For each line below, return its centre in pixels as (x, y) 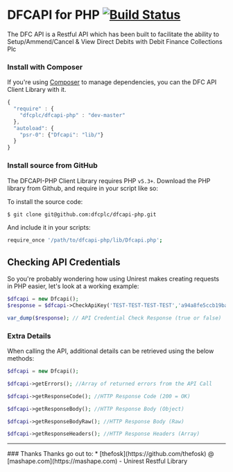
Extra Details (29, 336)
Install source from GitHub (53, 166)
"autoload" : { (34, 128)
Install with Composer (45, 67)
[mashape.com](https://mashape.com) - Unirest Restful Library (97, 461)
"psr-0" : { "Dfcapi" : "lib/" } (62, 135)
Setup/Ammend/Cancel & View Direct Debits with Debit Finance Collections (115, 41)
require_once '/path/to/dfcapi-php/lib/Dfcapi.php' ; (85, 240)
